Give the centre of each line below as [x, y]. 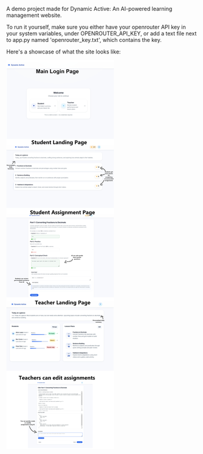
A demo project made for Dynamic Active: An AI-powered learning [89, 9]
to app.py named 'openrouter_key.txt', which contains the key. [84, 40]
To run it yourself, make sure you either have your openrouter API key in [96, 27]
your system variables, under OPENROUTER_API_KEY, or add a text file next [101, 33]
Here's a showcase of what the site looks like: [64, 52]
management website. [34, 15]
